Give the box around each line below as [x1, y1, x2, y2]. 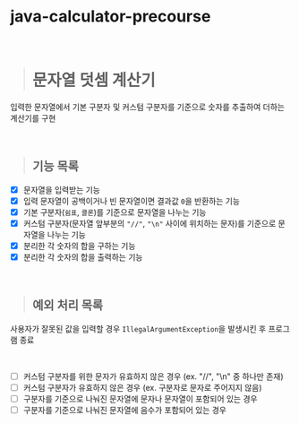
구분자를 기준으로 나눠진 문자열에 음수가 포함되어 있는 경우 [22, 405, 227, 416]
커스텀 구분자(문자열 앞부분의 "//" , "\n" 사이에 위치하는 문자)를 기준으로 [22, 218, 277, 229]
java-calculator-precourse [10, 6, 211, 27]
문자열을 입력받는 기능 [22, 184, 101, 195]
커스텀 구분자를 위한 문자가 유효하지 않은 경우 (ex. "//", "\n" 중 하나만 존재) [22, 370, 285, 382]
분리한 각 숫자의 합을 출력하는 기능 [22, 252, 143, 262]
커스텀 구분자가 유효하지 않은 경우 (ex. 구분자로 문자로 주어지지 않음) [22, 382, 262, 393]
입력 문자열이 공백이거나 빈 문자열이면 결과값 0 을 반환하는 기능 [22, 195, 241, 206]
